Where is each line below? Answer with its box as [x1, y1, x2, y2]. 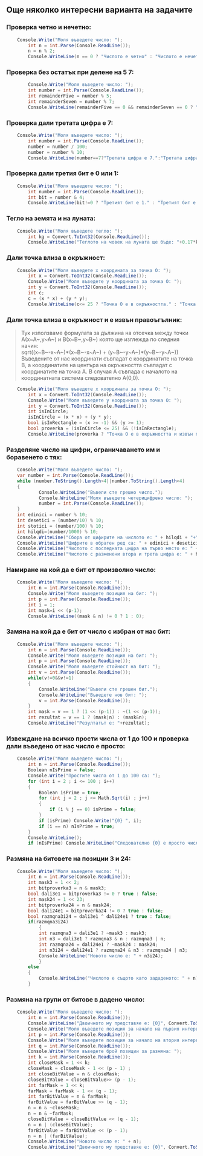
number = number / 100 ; [28, 144, 88, 150]
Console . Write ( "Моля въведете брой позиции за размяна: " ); [28, 1048, 182, 1055]
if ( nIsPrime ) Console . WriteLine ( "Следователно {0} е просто [28, 840, 185, 846]
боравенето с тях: [6, 453, 62, 461]
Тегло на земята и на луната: [6, 214, 96, 223]
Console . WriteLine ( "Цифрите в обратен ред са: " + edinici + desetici [17, 540, 199, 546]
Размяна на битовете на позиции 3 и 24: [6, 854, 131, 863]
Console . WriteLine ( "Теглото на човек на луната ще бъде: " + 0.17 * [28, 239, 196, 245]
